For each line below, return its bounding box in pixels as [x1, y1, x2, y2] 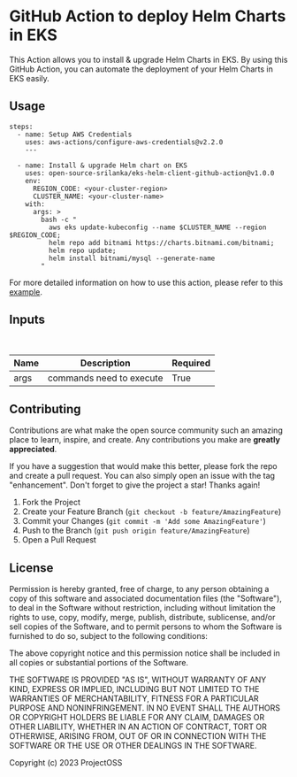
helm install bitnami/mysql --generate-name [48, 254, 216, 263]
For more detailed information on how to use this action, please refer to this [9, 277, 284, 288]
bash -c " [41, 215, 77, 224]
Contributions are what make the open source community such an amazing [9, 425, 283, 435]
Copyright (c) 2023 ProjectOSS [9, 758, 123, 768]
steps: [9, 122, 34, 131]
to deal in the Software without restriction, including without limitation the [9, 603, 276, 613]
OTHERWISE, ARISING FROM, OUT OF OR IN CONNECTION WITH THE [9, 731, 267, 742]
